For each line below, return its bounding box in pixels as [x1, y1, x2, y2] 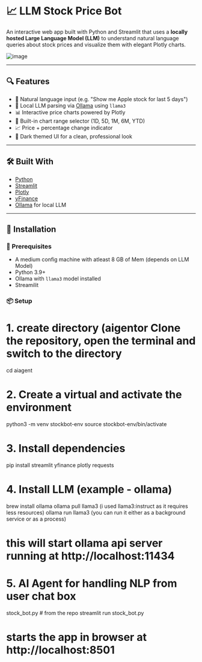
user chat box [6, 590, 76, 603]
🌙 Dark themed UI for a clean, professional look [14, 132, 132, 140]
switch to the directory [6, 347, 122, 360]
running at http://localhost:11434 [6, 549, 175, 563]
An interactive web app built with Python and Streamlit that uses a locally [6, 28, 188, 36]
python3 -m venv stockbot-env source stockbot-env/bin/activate [6, 421, 167, 428]
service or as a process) [6, 515, 67, 522]
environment [6, 401, 72, 415]
